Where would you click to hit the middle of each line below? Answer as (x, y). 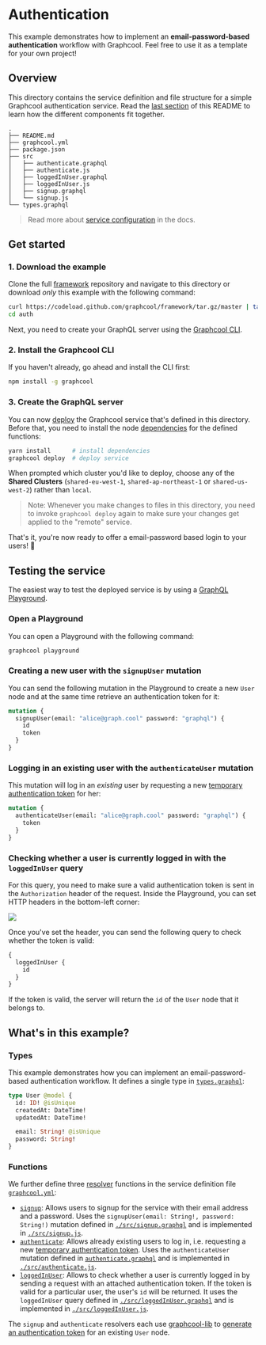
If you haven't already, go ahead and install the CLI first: (99, 367)
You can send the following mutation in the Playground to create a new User (131, 688)
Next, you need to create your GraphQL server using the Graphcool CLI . (125, 329)
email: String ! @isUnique (58, 1132)
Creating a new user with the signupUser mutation (105, 671)
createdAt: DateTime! (51, 1110)
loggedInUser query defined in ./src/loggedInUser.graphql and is (127, 1301)
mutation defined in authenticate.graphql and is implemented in (125, 1258)
